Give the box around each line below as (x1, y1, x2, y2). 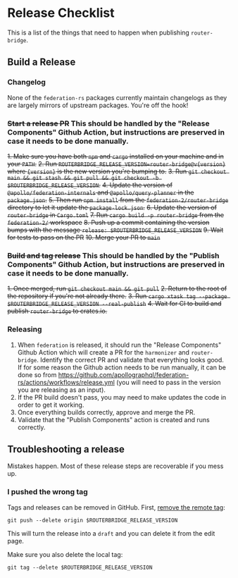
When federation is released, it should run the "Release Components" (17, 340, 222, 349)
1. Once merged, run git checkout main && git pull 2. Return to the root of (7, 284, 227, 293)
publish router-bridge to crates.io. (7, 307, 108, 315)
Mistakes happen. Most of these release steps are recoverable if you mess (7, 462, 224, 470)
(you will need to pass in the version (115, 378, 221, 386)
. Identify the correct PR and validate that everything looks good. (36, 355, 224, 364)
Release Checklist (7, 5, 115, 21)
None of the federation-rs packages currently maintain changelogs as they (7, 93, 227, 102)
